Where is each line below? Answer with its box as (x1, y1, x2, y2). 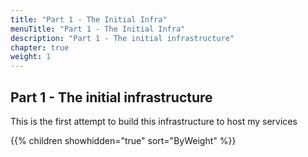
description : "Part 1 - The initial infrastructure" (10, 33, 235, 43)
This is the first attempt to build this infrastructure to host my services (10, 115, 298, 127)
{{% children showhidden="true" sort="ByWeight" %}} (10, 134, 237, 146)
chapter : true (10, 42, 70, 53)
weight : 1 (10, 52, 52, 62)
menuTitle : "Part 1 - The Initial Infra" (10, 24, 186, 34)
